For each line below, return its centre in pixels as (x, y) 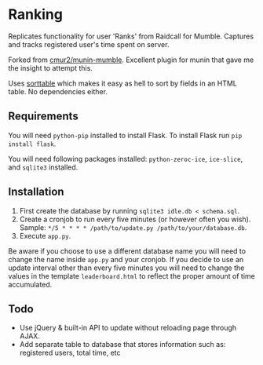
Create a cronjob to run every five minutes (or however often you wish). (135, 219)
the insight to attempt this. (50, 68)
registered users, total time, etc (70, 353)
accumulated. (30, 284)
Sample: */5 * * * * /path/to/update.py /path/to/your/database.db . (133, 227)
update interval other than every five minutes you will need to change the (126, 268)
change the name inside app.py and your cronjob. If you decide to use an (126, 259)
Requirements (43, 117)
